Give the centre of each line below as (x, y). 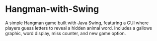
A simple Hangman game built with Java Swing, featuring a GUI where (77, 23)
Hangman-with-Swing (52, 9)
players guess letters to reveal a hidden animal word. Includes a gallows (79, 28)
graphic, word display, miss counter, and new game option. (66, 33)
